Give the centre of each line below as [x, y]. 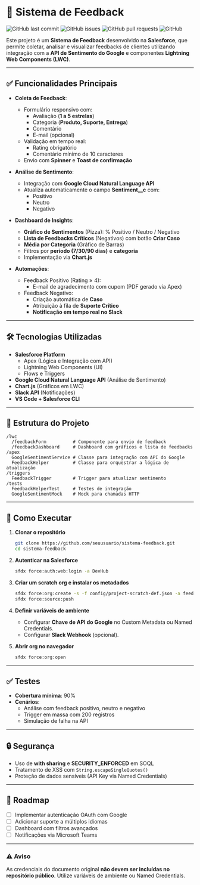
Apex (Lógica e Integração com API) [68, 361]
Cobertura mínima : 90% [45, 696]
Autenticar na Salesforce [46, 560]
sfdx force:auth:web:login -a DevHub [62, 571]
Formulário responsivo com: [58, 109]
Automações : [32, 268]
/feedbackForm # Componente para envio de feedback [89, 442]
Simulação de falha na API [56, 721]
